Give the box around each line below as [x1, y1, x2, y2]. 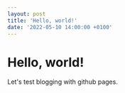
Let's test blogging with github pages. [7, 77, 119, 86]
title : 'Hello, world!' [7, 17, 78, 24]
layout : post [7, 10, 46, 18]
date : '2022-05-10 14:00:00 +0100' [7, 23, 113, 31]
